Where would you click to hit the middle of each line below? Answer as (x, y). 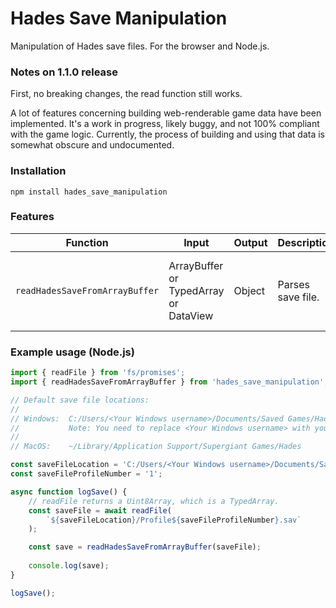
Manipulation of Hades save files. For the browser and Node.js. (140, 46)
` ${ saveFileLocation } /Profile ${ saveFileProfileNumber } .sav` (174, 520)
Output (250, 242)
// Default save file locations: (80, 400)
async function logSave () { (69, 492)
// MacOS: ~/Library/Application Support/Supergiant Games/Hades (156, 447)
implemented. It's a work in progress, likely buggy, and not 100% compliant (165, 124)
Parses (293, 284)
